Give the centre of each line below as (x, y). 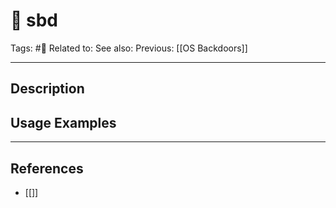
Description (47, 89)
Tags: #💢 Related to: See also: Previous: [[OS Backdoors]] (129, 48)
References (47, 168)
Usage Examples (63, 122)
